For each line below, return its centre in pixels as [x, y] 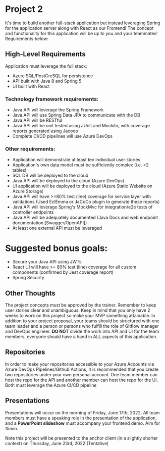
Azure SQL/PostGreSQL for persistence [53, 76]
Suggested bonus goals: [56, 248]
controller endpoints [33, 212]
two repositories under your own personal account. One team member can [81, 374]
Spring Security [28, 278]
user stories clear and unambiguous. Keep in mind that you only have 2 [78, 310]
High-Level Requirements [45, 54]
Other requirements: [30, 149]
